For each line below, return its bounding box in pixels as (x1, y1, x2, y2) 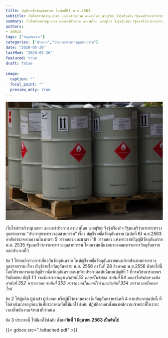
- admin (5, 29, 22, 34)
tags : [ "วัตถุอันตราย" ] (5, 34, 45, 39)
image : (5, 71, 19, 76)
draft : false (5, 60, 33, 66)
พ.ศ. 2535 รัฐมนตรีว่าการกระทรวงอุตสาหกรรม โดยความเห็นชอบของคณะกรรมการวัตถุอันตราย (5, 241, 161, 247)
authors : (5, 24, 24, 29)
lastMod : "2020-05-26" (5, 50, 53, 55)
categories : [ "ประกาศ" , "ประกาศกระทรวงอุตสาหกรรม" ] (5, 40, 99, 45)
